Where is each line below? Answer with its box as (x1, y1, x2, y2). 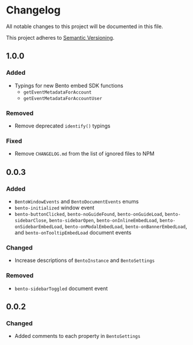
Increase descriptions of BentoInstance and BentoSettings (14, 257, 155, 264)
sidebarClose (14, 218, 47, 223)
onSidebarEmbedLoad (14, 223, 63, 230)
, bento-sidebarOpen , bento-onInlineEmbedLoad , (46, 216, 159, 223)
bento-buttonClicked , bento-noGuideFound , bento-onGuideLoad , (14, 210, 164, 217)
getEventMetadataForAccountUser (23, 95, 102, 101)
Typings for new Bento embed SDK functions (14, 82, 124, 89)
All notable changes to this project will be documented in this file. (6, 23, 164, 30)
